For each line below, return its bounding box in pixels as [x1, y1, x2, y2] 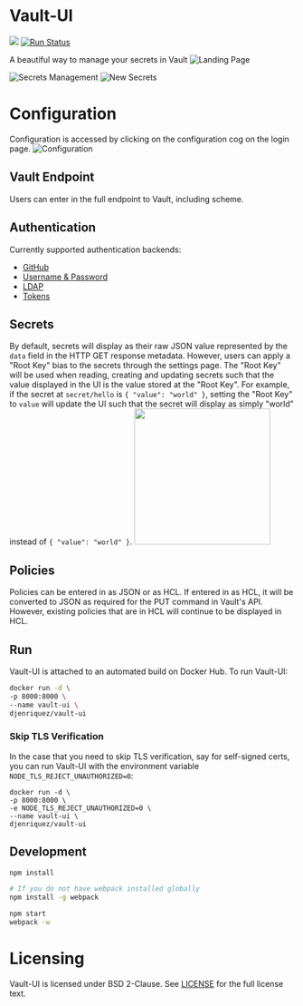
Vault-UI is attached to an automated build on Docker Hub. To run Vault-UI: [9, 666, 289, 677]
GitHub [22, 261, 50, 272]
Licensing [9, 949, 85, 969]
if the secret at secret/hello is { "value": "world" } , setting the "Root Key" [9, 389, 293, 400]
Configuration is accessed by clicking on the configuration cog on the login [9, 133, 289, 144]
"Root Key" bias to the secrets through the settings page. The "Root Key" [9, 360, 282, 371]
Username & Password [22, 271, 109, 282]
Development [9, 845, 88, 860]
